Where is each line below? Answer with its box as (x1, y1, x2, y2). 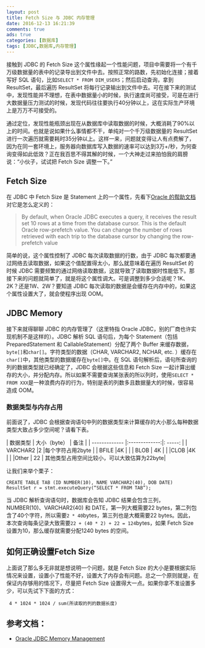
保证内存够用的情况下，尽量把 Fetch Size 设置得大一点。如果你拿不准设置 (6, 579, 191, 587)
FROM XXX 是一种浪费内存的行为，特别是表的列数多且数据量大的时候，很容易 (6, 379, 194, 386)
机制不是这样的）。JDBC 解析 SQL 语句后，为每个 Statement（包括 (11, 333, 178, 340)
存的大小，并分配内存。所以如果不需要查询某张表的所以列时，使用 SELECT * (6, 371, 194, 379)
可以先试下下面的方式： (16, 587, 76, 594)
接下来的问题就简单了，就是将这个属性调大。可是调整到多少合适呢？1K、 (6, 274, 189, 282)
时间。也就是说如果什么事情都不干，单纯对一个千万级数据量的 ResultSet (16, 127, 198, 135)
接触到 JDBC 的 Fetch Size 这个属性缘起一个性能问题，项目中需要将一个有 (6, 61, 192, 68)
